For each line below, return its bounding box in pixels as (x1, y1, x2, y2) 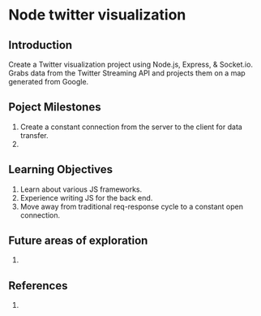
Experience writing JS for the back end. (19, 193, 153, 202)
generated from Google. (8, 77, 89, 86)
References (8, 279, 68, 292)
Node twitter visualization (8, 6, 186, 24)
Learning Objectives (8, 162, 113, 176)
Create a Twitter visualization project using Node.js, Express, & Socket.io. (8, 59, 254, 69)
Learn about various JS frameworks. (19, 184, 143, 194)
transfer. (19, 130, 49, 140)
